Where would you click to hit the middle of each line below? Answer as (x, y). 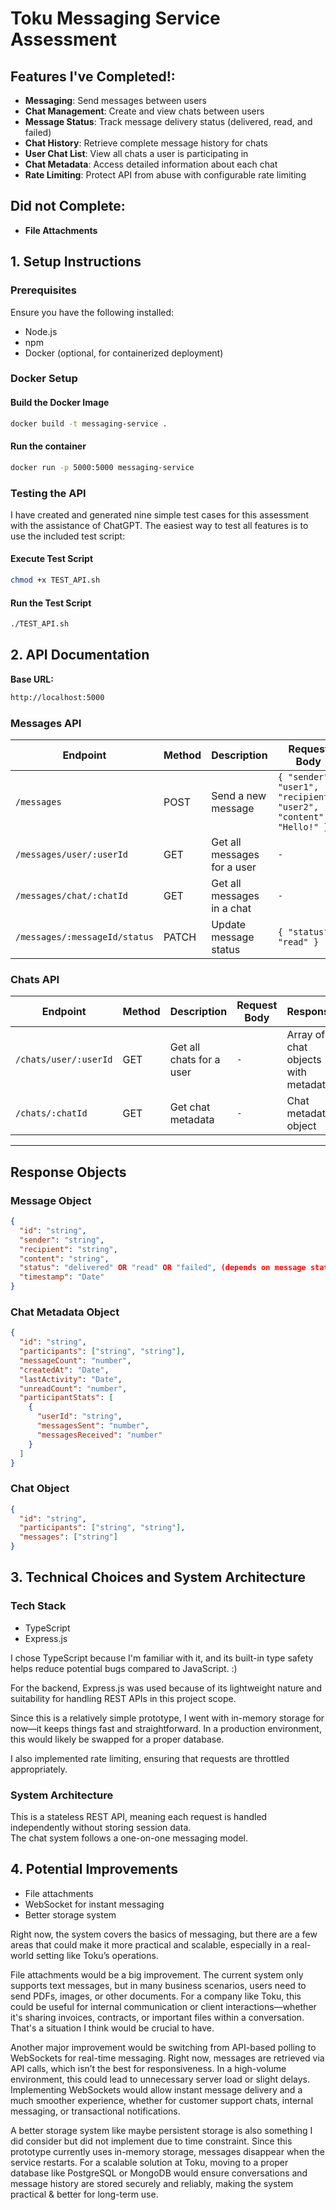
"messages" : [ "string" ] (68, 1537)
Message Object (51, 1200)
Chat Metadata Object (65, 1312)
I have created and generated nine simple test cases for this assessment (160, 514)
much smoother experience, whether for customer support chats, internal (162, 2100)
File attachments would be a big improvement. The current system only (157, 1974)
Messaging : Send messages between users (115, 100)
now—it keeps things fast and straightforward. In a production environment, (166, 1728)
